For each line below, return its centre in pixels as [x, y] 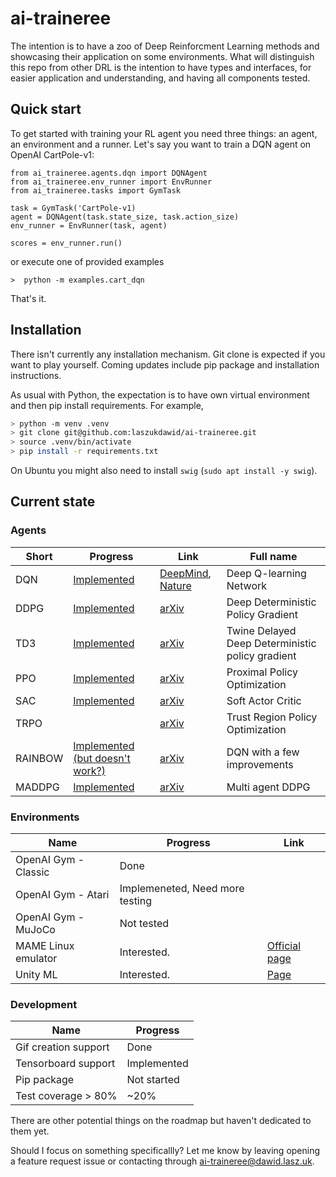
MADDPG [37, 787]
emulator [36, 959]
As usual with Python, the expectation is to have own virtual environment [160, 394]
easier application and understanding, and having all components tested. [160, 78]
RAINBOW [39, 758]
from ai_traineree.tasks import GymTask [96, 190]
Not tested [144, 924]
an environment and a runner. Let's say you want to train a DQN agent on [161, 144]
